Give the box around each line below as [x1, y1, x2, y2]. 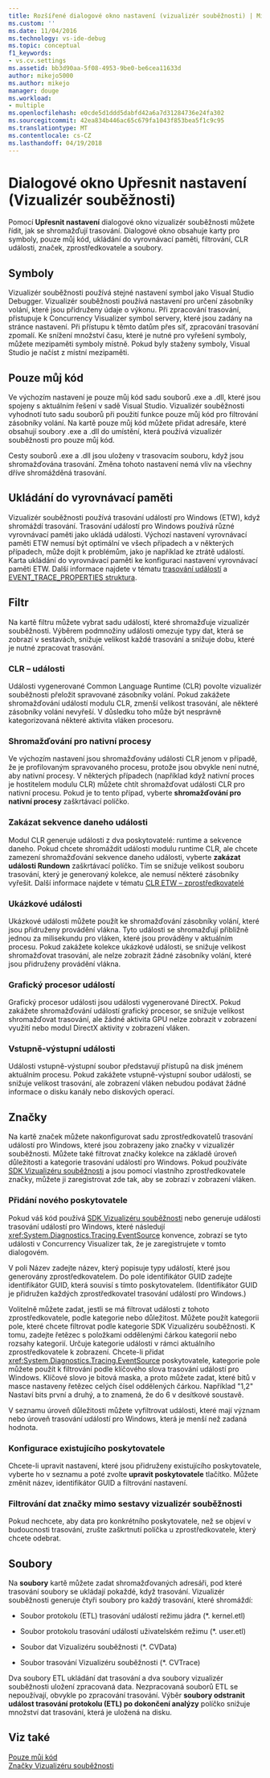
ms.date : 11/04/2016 [8, 27, 78, 35]
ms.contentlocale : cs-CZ [8, 131, 92, 139]
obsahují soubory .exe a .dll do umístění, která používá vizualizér [8, 427, 223, 436]
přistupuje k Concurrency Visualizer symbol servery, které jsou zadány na [8, 313, 253, 323]
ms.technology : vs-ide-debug [8, 34, 106, 43]
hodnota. [8, 1422, 39, 1432]
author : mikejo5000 [8, 72, 74, 80]
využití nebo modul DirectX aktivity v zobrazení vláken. [8, 1023, 190, 1033]
